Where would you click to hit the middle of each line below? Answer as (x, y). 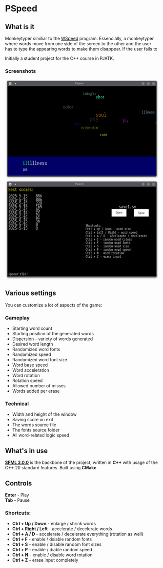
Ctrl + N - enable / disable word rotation (52, 555)
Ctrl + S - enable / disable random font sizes (57, 544)
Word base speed (30, 365)
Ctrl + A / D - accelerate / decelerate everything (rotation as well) (78, 534)
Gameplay (18, 318)
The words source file (34, 425)
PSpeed (21, 9)
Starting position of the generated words (53, 334)
